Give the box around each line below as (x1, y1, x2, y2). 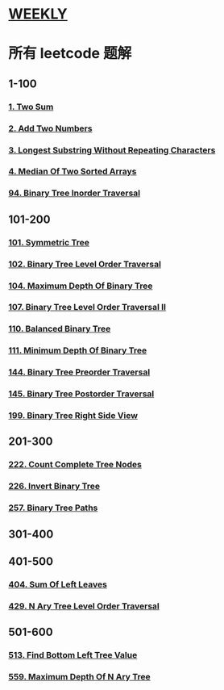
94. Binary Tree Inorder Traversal (8, 187, 141, 199)
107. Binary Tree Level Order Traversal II (8, 302, 167, 313)
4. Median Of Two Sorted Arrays (8, 166, 137, 178)
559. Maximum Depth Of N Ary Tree (8, 671, 151, 683)
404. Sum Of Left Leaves (8, 579, 107, 590)
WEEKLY (8, 5, 68, 23)
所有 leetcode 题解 (8, 44, 132, 63)
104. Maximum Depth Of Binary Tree (8, 280, 153, 291)
